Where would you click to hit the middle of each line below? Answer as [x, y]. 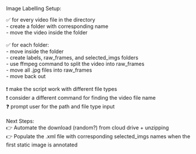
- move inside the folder [35, 51]
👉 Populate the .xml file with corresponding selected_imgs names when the [98, 136]
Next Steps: [20, 121]
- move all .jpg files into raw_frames [49, 70]
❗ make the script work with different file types [62, 89]
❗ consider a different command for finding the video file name [81, 98]
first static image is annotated [42, 145]
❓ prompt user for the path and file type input [61, 106]
